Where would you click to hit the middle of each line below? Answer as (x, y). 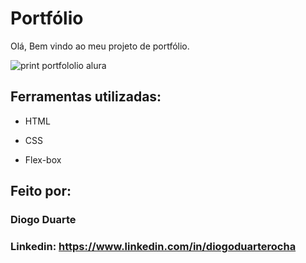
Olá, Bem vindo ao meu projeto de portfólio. (100, 46)
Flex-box (43, 159)
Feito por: (41, 191)
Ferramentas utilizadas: (86, 97)
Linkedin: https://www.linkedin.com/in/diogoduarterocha (153, 246)
